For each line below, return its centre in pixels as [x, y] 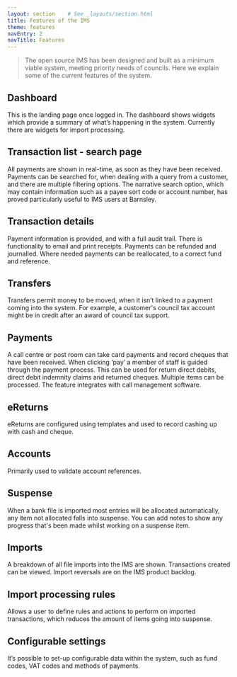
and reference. [29, 261]
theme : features [31, 27]
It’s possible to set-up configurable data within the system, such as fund [112, 659]
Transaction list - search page [75, 152]
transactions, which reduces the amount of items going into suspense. [110, 619]
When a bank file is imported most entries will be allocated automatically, [114, 510]
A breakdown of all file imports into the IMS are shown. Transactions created [119, 564]
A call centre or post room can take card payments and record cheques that [118, 355]
